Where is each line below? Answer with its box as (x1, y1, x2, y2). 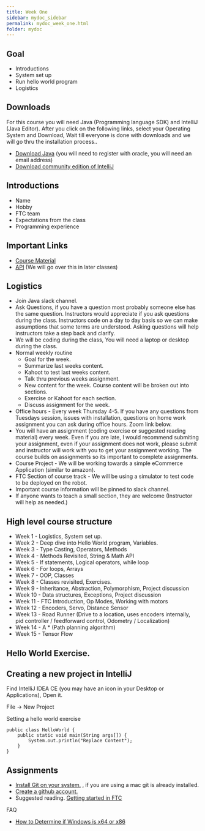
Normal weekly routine (15, 349, 73, 357)
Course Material (15, 256, 56, 264)
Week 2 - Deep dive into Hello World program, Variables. (15, 539, 158, 546)
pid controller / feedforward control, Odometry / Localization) (15, 617, 170, 625)
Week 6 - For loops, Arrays (15, 565, 84, 573)
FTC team (15, 209, 40, 217)
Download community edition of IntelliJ (15, 163, 114, 170)
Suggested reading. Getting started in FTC (15, 794, 122, 802)
